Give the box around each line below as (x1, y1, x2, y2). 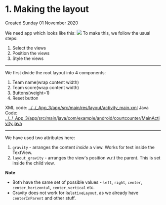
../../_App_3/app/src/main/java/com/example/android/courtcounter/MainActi (5, 115, 160, 121)
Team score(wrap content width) (12, 84, 79, 90)
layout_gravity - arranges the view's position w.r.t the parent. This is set (12, 154, 161, 160)
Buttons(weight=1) (12, 90, 50, 96)
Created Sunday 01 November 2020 (5, 20, 78, 26)
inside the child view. (12, 160, 55, 166)
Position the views (12, 50, 50, 56)
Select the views (12, 45, 46, 51)
